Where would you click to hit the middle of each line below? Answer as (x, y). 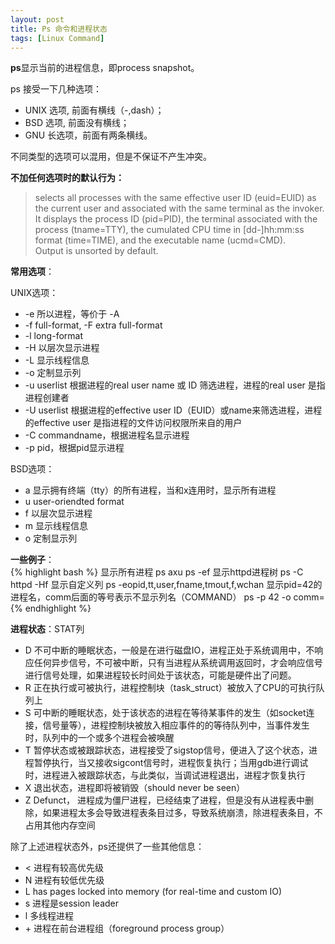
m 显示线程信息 (56, 526)
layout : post (37, 19)
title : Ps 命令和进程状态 (59, 29)
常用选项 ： (32, 272)
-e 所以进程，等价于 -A (72, 314)
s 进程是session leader (72, 903)
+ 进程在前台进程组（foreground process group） (127, 928)
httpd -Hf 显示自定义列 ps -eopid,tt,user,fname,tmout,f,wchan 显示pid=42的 (166, 585)
